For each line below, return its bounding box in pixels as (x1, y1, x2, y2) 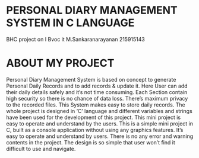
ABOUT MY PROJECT (6, 57, 115, 70)
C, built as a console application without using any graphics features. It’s (6, 126, 184, 133)
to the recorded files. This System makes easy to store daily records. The (6, 101, 185, 108)
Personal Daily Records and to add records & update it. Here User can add (6, 82, 188, 89)
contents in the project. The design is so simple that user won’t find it (6, 138, 175, 146)
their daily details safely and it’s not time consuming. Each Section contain (6, 88, 188, 95)
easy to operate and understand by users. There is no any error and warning (6, 133, 194, 140)
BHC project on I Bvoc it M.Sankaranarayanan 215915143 (6, 36, 146, 43)
